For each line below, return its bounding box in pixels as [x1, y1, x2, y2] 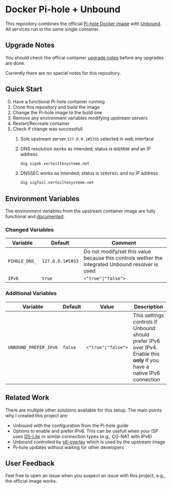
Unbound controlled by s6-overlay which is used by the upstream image [12, 439, 165, 445]
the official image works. [5, 478, 57, 484]
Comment [112, 240, 137, 247]
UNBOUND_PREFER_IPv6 [8, 344, 58, 350]
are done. [5, 60, 26, 66]
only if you [133, 357, 159, 364]
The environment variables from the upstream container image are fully [5, 208, 156, 214]
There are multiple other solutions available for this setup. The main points [5, 407, 162, 413]
